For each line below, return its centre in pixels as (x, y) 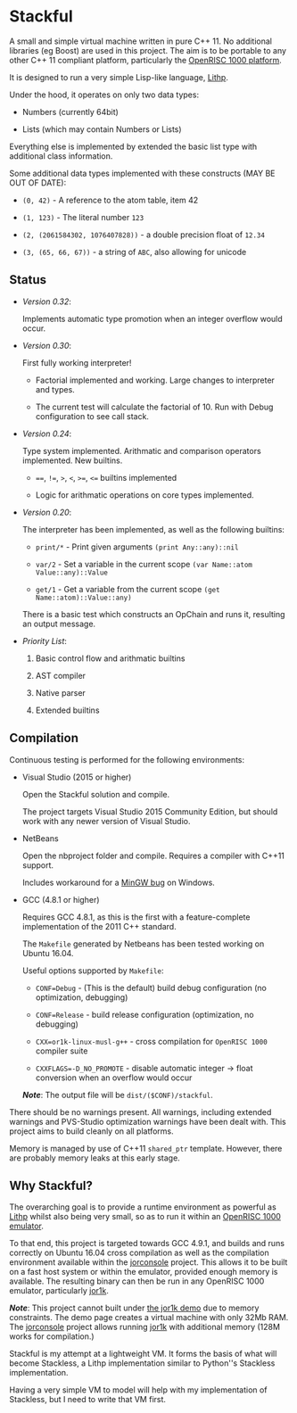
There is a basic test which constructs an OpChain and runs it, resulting (153, 614)
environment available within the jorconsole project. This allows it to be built (148, 1262)
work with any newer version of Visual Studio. (106, 821)
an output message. (59, 624)
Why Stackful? (51, 1185)
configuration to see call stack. (92, 416)
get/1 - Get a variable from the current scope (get (128, 589)
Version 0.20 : (47, 512)
